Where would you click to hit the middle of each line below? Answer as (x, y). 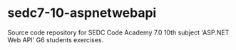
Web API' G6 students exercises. (56, 39)
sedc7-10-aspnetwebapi (82, 13)
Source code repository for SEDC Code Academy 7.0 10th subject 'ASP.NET (118, 32)
